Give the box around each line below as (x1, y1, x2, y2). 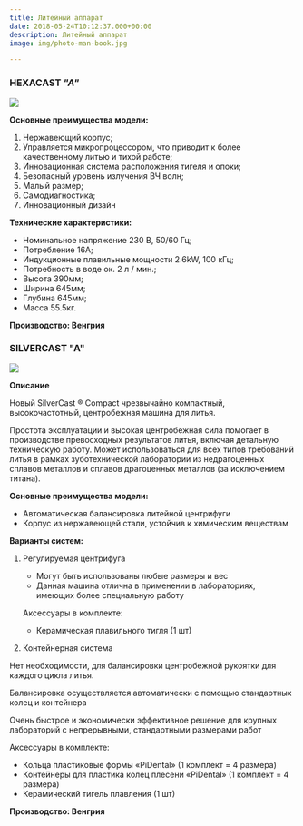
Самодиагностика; (22, 190, 96, 201)
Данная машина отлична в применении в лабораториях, (35, 580, 256, 591)
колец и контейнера (9, 696, 88, 708)
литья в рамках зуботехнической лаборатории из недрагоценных (9, 453, 265, 464)
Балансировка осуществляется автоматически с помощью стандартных (9, 687, 292, 698)
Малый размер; (22, 180, 84, 191)
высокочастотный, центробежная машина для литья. (9, 407, 216, 418)
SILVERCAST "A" (9, 342, 85, 355)
